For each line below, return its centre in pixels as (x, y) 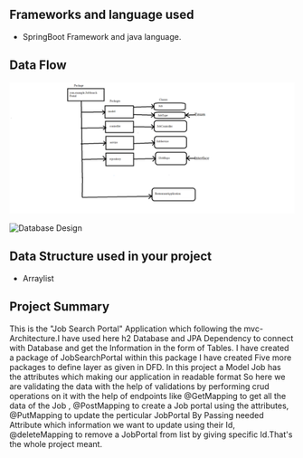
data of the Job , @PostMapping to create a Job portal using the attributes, (149, 406)
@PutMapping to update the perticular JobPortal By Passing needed (137, 415)
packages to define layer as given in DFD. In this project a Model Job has (146, 367)
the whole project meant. (56, 444)
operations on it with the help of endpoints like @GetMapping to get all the (148, 396)
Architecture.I (35, 338)
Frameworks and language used (102, 15)
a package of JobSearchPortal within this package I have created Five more (151, 358)
